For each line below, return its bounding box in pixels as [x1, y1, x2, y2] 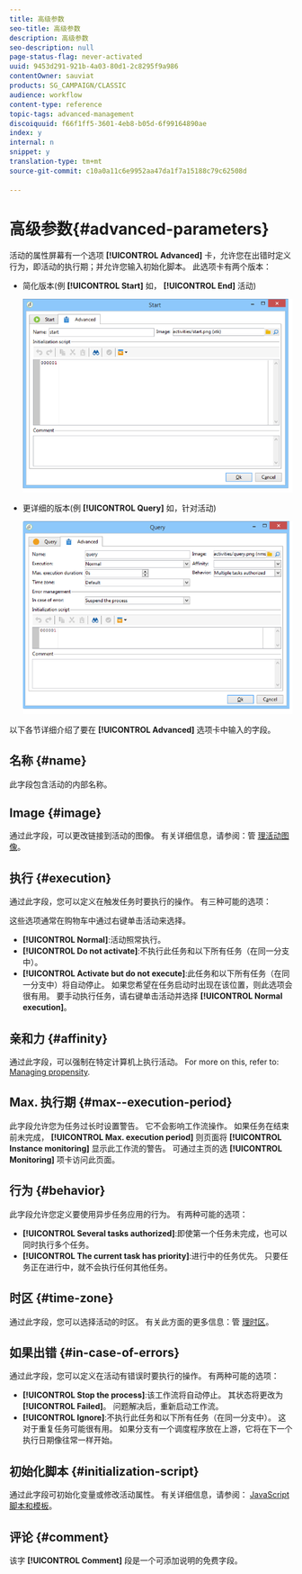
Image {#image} [9, 806, 102, 821]
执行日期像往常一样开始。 [22, 1434, 118, 1445]
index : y [9, 129, 42, 138]
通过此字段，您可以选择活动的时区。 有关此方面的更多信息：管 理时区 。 [9, 1316, 274, 1327]
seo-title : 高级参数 [9, 23, 81, 33]
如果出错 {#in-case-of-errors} [9, 1344, 180, 1360]
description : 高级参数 [9, 33, 89, 42]
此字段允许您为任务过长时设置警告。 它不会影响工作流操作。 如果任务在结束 [9, 1120, 289, 1131]
